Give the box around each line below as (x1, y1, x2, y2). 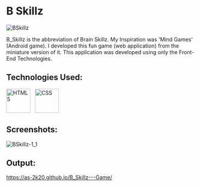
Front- (179, 48, 195, 55)
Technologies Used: (6, 72, 83, 82)
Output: (6, 158, 36, 168)
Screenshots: (6, 124, 58, 135)
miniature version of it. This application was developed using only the (6, 48, 178, 55)
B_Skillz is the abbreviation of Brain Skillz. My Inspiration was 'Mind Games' (6, 35, 193, 43)
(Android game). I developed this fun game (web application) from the (6, 42, 180, 49)
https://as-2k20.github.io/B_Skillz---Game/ (6, 174, 112, 181)
